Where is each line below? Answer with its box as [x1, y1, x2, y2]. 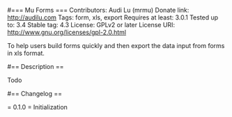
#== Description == [7, 63, 64, 70]
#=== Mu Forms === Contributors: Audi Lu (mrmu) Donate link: [7, 6, 190, 14]
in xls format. [7, 49, 45, 57]
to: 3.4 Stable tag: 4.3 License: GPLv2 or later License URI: [7, 21, 176, 29]
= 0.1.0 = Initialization [7, 103, 68, 111]
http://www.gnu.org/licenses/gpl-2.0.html [7, 28, 127, 36]
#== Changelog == [7, 90, 63, 97]
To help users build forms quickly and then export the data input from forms [7, 42, 225, 49]
